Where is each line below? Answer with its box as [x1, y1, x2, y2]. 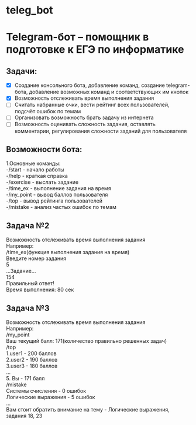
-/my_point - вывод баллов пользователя [6, 191, 108, 198]
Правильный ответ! [6, 280, 54, 287]
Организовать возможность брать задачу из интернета [14, 114, 154, 121]
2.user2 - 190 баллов [6, 356, 58, 363]
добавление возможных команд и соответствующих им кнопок [29, 89, 189, 96]
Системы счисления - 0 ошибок [6, 387, 87, 394]
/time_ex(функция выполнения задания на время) [6, 249, 130, 256]
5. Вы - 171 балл [6, 375, 45, 382]
